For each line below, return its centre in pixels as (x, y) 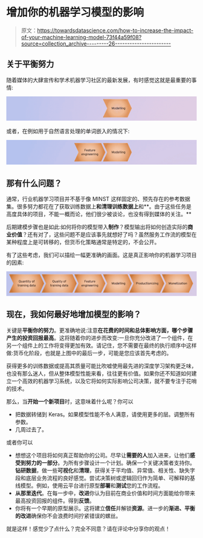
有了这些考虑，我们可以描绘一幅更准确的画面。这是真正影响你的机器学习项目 (101, 255)
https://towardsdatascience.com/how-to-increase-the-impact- (115, 30)
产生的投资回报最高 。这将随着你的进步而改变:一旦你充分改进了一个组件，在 (100, 337)
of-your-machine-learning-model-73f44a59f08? (81, 37)
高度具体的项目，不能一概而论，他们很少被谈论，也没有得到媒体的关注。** (99, 214)
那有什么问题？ (34, 183)
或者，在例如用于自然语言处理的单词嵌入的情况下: (68, 131)
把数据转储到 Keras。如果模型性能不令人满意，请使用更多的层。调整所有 (105, 414)
